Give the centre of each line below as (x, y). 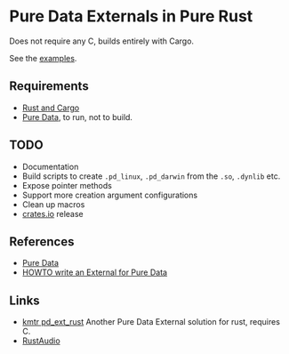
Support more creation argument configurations (110, 195)
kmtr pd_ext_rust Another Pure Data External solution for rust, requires (151, 322)
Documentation (50, 166)
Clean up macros (53, 204)
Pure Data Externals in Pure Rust (131, 16)
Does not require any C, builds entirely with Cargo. (101, 41)
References (42, 241)
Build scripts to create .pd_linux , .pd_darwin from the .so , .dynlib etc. (151, 176)
